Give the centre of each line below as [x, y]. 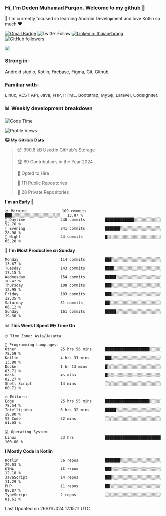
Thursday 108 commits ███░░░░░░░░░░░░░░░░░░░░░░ [83, 286]
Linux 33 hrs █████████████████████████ [83, 438]
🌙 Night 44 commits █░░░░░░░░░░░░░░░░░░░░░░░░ [83, 237]
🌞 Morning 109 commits [46, 211]
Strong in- [18, 61]
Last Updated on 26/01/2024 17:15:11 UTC [48, 509]
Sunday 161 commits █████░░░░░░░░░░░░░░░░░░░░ [83, 312]
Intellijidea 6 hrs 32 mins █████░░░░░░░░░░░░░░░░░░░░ [83, 410]
